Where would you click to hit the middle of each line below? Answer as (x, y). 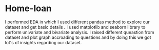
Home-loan (29, 8)
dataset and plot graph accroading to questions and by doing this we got (78, 37)
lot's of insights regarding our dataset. (43, 42)
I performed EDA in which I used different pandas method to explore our (78, 22)
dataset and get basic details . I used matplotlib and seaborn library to (75, 27)
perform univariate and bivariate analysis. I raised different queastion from (80, 32)
